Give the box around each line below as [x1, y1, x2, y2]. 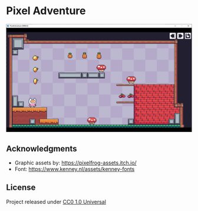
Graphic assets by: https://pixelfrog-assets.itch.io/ [14, 159, 137, 166]
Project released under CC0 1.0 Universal [6, 198, 106, 205]
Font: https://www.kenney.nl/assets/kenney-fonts [14, 166, 135, 173]
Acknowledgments [6, 143, 78, 154]
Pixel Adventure [6, 4, 86, 18]
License [6, 183, 36, 193]
